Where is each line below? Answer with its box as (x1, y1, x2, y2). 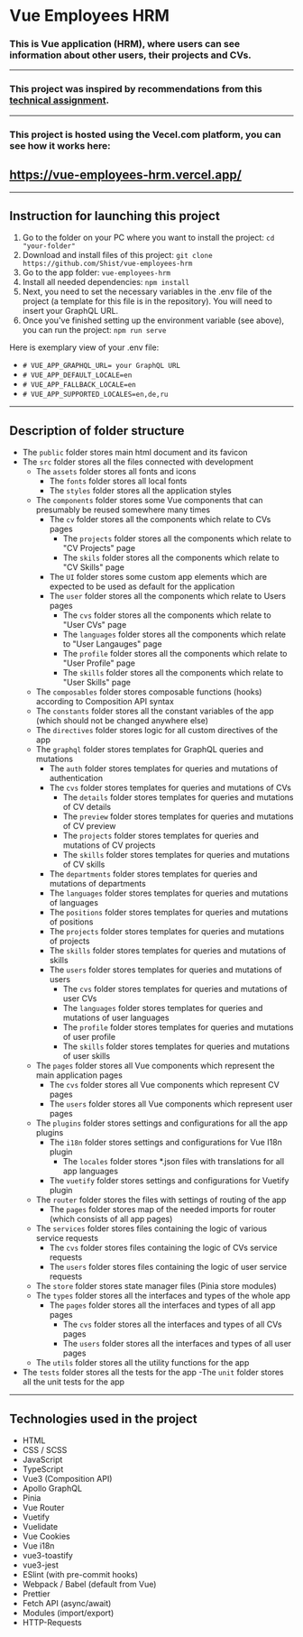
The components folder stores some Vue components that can (35, 495, 263, 506)
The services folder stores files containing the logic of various (35, 1223, 268, 1234)
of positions (49, 916, 94, 927)
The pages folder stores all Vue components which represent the (35, 1061, 275, 1071)
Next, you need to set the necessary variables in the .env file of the (22, 286, 272, 298)
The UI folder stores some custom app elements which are (49, 572, 268, 583)
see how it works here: (9, 139, 111, 152)
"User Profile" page (62, 658, 135, 668)
